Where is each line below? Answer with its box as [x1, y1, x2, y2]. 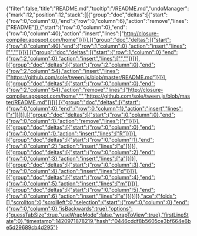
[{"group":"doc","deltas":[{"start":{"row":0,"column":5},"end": [6, 187, 155, 193]
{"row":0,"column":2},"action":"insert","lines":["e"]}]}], [6, 142, 138, 149]
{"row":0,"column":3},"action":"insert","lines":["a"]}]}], [6, 155, 138, 162]
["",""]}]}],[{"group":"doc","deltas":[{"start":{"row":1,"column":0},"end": [6, 49, 178, 55]
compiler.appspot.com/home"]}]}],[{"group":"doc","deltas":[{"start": [6, 36, 172, 43]
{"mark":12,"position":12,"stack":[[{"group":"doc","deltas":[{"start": [6, 11, 168, 18]
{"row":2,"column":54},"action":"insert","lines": [6, 68, 120, 74]
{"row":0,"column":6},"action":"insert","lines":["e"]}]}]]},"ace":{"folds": [6, 192, 176, 200]
